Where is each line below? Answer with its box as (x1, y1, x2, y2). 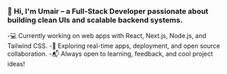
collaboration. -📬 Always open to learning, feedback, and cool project (7, 49, 214, 58)
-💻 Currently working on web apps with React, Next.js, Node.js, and (7, 32, 206, 40)
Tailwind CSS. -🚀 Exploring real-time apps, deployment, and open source (7, 42, 221, 50)
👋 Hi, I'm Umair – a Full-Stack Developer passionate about (7, 6, 209, 16)
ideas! (7, 60, 25, 68)
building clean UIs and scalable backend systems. (7, 15, 183, 25)
